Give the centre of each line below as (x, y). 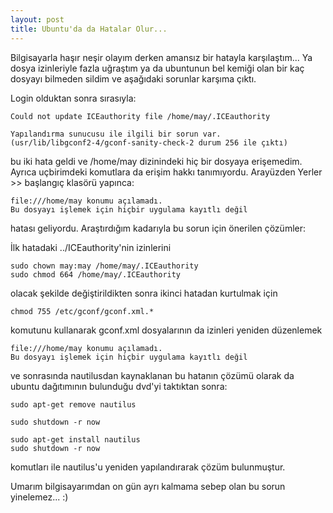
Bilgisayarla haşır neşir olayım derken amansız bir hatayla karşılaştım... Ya (161, 57)
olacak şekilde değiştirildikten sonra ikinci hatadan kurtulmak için (144, 293)
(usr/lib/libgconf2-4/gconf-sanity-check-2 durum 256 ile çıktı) (149, 142)
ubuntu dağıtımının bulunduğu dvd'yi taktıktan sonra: (119, 386)
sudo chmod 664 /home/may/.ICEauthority (96, 274)
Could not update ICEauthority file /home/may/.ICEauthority (140, 116)
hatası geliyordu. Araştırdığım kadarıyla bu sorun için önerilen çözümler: (158, 228)
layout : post (37, 19)
